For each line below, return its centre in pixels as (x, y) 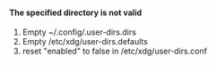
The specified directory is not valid (76, 12)
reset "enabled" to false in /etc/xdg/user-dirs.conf (115, 51)
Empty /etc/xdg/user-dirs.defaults (85, 42)
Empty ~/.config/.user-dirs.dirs (79, 32)
